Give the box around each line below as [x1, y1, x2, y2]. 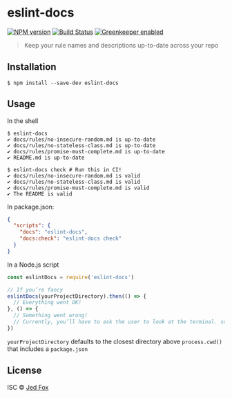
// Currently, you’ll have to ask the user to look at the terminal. [13, 319, 217, 325]
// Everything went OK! [13, 299, 81, 306]
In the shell [7, 116, 39, 125]
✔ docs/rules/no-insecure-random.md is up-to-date [7, 136, 156, 143]
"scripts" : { [13, 222, 51, 229]
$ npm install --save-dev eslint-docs [7, 79, 119, 86]
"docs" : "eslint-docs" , [19, 229, 88, 236]
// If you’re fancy [7, 286, 64, 293]
